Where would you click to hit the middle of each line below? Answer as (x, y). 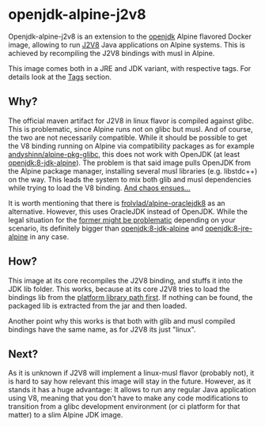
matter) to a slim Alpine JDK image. (66, 415)
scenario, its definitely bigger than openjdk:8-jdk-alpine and (106, 228)
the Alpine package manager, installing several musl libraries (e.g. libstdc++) (133, 170)
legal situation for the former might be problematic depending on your (122, 219)
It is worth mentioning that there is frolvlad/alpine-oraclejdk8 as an (117, 203)
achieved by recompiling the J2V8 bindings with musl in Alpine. (112, 53)
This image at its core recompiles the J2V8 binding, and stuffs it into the (125, 280)
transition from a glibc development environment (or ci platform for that (124, 406)
